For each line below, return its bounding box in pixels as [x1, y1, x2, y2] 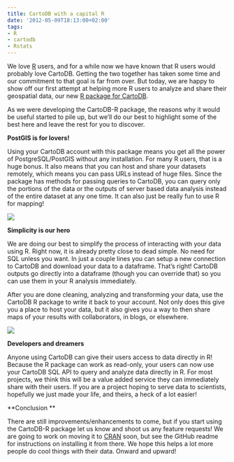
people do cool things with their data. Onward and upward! [7, 447, 177, 455]
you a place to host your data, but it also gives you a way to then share [7, 305, 211, 314]
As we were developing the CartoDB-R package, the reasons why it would [7, 106, 221, 113]
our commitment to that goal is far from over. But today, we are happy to [7, 77, 215, 85]
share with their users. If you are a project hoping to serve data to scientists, [7, 383, 227, 391]
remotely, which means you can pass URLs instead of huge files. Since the [7, 169, 222, 178]
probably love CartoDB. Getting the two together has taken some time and [7, 69, 221, 78]
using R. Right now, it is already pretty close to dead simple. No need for [7, 247, 215, 255]
